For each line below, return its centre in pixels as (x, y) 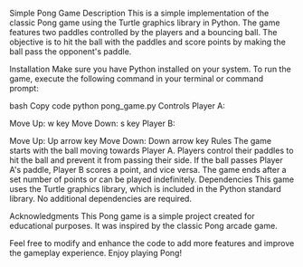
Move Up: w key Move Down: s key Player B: (92, 123)
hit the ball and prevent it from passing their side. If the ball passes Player (146, 160)
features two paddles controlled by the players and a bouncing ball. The (143, 32)
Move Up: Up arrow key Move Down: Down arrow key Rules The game (141, 141)
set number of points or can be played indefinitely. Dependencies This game (152, 179)
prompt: (24, 88)
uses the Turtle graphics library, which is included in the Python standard (146, 189)
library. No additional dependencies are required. (101, 199)
